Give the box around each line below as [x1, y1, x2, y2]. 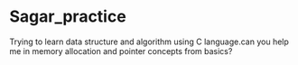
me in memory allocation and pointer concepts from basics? [9, 45, 233, 56]
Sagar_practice [9, 6, 126, 27]
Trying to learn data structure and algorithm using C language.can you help [9, 36, 289, 47]
